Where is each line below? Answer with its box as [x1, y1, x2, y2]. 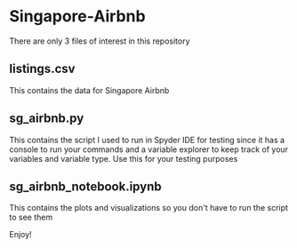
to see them [9, 212, 53, 223]
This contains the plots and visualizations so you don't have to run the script [9, 203, 289, 213]
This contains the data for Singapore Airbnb [9, 84, 170, 95]
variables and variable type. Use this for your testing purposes [9, 153, 238, 164]
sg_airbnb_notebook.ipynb [9, 179, 162, 194]
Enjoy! [9, 229, 33, 240]
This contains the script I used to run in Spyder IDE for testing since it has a [9, 134, 285, 145]
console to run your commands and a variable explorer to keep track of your [9, 144, 289, 155]
